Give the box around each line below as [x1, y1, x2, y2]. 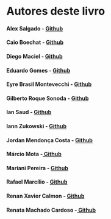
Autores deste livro [6, 4, 106, 18]
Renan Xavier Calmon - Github [6, 192, 85, 199]
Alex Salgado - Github [6, 24, 63, 32]
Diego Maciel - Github [6, 52, 63, 60]
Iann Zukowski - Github [6, 122, 67, 129]
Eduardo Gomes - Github [6, 66, 71, 74]
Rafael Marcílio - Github [6, 178, 68, 185]
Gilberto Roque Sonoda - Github [6, 95, 89, 102]
